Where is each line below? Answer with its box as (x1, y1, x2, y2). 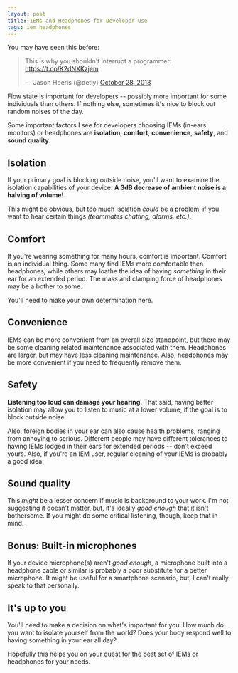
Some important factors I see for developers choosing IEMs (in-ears (7, 121, 207, 130)
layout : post (7, 10, 46, 18)
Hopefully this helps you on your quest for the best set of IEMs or (7, 649, 199, 659)
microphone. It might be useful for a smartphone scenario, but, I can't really (7, 574, 229, 583)
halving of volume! (7, 191, 64, 199)
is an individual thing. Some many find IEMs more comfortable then (7, 259, 204, 268)
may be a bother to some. (7, 282, 83, 291)
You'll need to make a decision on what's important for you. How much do (7, 621, 224, 630)
